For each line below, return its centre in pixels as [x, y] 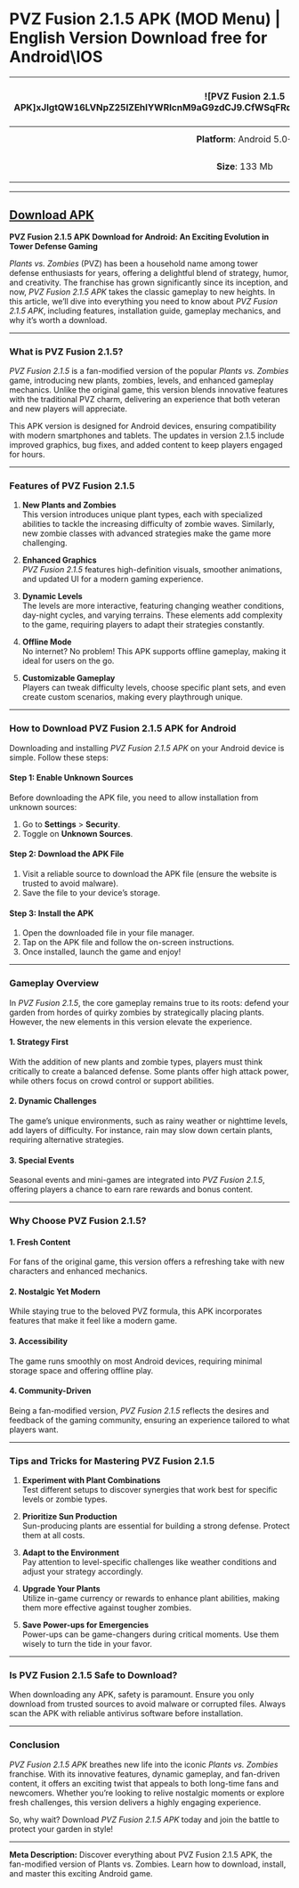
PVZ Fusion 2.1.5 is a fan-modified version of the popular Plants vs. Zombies [149, 371]
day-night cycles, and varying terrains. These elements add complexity [152, 615]
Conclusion [35, 1745]
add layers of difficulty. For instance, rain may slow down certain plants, [141, 1130]
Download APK [52, 215]
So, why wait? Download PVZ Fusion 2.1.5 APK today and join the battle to [145, 1819]
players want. [34, 1430]
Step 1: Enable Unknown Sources [71, 778]
